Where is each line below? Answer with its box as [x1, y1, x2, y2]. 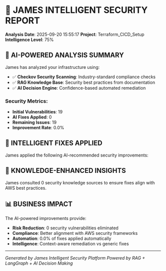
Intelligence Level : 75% [5, 37, 54, 43]
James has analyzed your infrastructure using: [5, 64, 100, 70]
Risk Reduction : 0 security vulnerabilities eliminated [12, 225, 119, 231]
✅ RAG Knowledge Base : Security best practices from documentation [12, 79, 156, 85]
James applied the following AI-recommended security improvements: [5, 152, 149, 158]
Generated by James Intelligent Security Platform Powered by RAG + [5, 255, 145, 261]
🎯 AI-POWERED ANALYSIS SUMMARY [5, 51, 124, 59]
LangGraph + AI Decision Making [5, 260, 73, 267]
